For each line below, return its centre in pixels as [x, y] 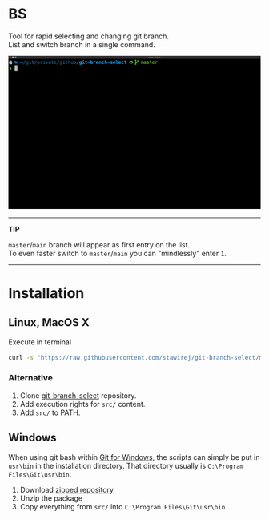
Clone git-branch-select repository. [78, 395]
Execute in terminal [40, 342]
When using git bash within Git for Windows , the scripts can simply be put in [134, 457]
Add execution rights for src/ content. [82, 404]
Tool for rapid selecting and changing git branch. [89, 36]
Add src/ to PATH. [50, 412]
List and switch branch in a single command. [82, 44]
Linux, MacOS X [49, 322]
